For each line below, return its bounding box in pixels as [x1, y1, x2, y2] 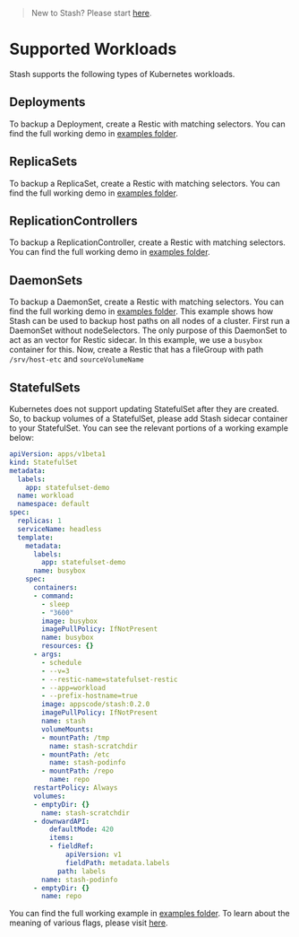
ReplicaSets [9, 154, 78, 170]
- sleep [41, 600, 70, 609]
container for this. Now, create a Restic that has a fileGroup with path [9, 345, 264, 355]
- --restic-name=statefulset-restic [41, 675, 178, 684]
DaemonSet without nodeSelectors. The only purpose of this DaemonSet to [9, 325, 287, 336]
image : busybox [41, 617, 98, 626]
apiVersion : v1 [65, 850, 123, 859]
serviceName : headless [17, 524, 102, 533]
